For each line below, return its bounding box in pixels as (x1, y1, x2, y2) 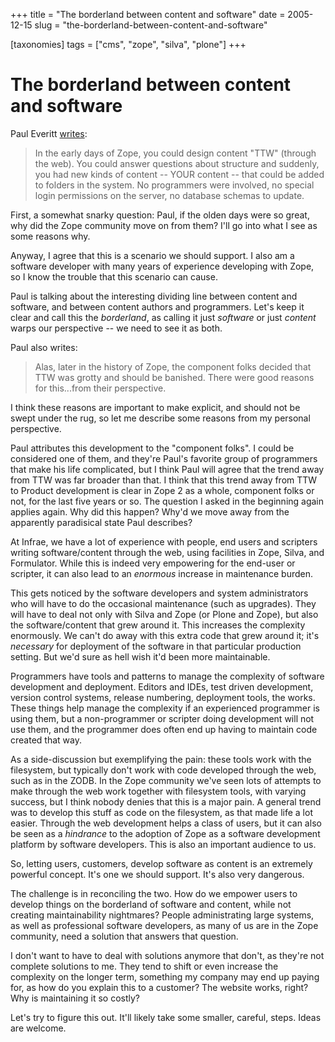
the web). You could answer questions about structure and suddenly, (34, 157, 320, 169)
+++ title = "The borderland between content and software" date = (10, 9, 286, 20)
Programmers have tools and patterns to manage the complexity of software (10, 670, 325, 682)
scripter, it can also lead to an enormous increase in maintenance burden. (10, 567, 314, 579)
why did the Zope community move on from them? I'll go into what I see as (10, 219, 318, 231)
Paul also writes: (10, 341, 78, 353)
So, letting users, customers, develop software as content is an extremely (10, 857, 313, 869)
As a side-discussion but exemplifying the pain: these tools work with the (10, 753, 312, 765)
